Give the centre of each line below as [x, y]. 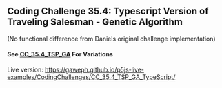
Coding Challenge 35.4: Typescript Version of [108, 11]
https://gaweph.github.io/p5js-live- [94, 70]
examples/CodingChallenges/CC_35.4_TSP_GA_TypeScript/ [91, 77]
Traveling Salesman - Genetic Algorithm [95, 22]
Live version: [25, 70]
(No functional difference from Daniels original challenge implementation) [111, 38]
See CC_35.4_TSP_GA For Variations [60, 54]
